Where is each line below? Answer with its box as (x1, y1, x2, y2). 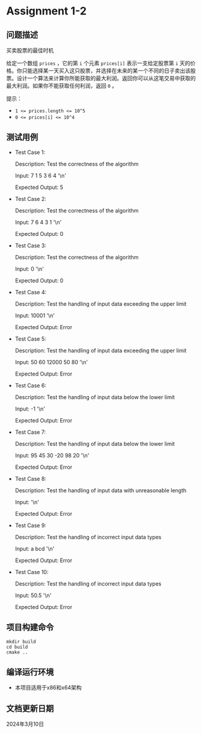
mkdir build (6, 639, 36, 645)
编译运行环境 (6, 667, 54, 678)
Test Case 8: (14, 475, 47, 482)
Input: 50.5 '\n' (14, 592, 52, 599)
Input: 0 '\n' (14, 265, 44, 272)
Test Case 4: (14, 288, 47, 295)
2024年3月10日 (6, 720, 44, 728)
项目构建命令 (6, 622, 54, 632)
